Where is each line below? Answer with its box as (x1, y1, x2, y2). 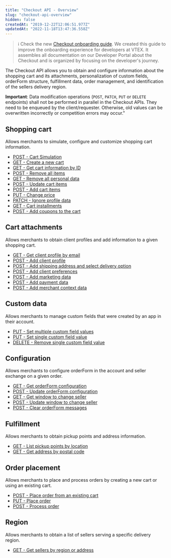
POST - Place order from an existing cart (12, 492, 99, 498)
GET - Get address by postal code (12, 448, 85, 455)
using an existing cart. (5, 482, 52, 488)
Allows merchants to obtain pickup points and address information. (5, 433, 146, 439)
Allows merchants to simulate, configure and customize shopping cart (5, 138, 153, 144)
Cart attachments (5, 223, 63, 232)
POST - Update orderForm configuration (12, 389, 98, 395)
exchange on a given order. (5, 373, 63, 379)
